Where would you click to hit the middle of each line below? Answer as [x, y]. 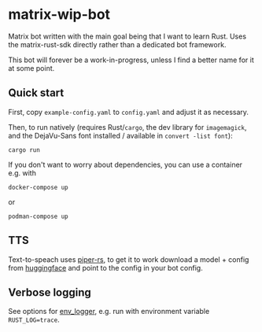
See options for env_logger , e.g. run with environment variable [109, 312]
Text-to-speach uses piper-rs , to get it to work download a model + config [129, 259]
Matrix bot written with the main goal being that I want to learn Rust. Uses [127, 36]
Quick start [36, 93]
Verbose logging [50, 292]
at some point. [31, 68]
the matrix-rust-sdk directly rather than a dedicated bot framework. [117, 44]
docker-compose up [38, 187]
